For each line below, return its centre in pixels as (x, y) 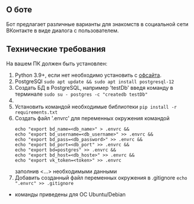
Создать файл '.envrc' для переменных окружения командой (92, 118)
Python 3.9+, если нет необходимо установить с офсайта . (88, 75)
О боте (19, 10)
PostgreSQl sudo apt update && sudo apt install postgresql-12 (94, 81)
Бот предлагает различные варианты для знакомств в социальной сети (97, 24)
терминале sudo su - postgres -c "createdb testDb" (81, 94)
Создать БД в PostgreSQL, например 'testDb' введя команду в (94, 87)
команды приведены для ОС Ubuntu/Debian (70, 194)
